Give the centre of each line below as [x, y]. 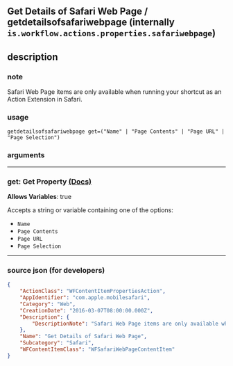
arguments [26, 155]
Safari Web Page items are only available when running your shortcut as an [114, 92]
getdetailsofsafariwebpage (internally [91, 23]
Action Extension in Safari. [45, 100]
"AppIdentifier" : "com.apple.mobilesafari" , [85, 298]
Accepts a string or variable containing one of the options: [90, 210]
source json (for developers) [56, 270]
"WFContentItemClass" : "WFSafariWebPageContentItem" [97, 350]
